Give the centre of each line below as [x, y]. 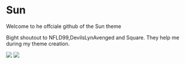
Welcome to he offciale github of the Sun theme [64, 26]
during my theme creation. [38, 44]
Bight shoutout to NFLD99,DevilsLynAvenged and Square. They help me [93, 37]
